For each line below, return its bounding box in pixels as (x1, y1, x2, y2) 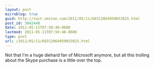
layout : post (5, 7, 32, 12)
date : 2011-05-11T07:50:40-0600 (5, 25, 70, 30)
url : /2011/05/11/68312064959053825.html (5, 39, 90, 44)
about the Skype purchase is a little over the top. (5, 57, 102, 63)
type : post (5, 34, 27, 39)
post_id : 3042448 (5, 20, 40, 26)
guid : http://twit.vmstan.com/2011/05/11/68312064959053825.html (5, 16, 140, 21)
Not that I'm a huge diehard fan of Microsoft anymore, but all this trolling (5, 52, 150, 58)
